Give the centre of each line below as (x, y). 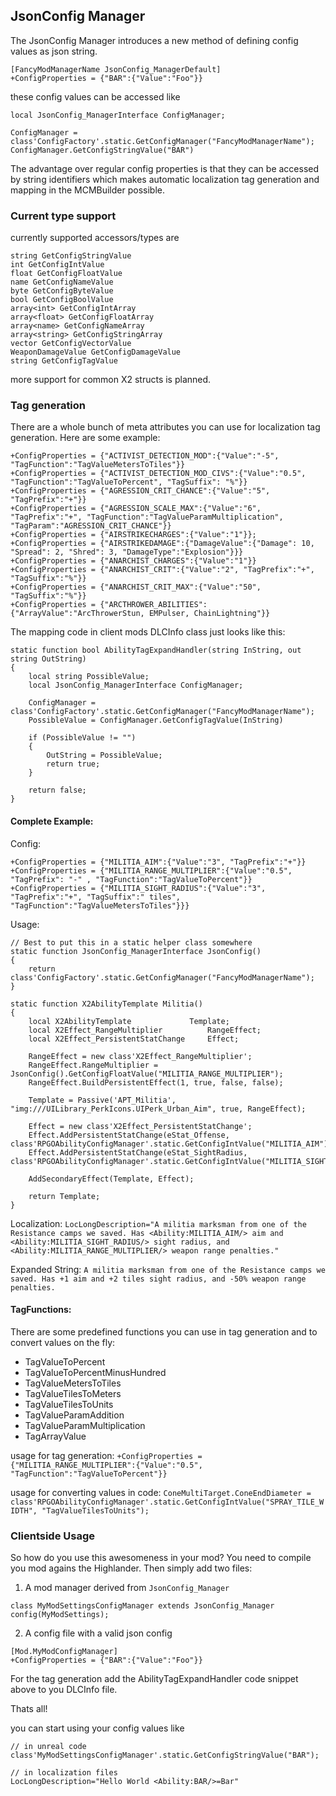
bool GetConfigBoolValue (62, 300)
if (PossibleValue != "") (82, 738)
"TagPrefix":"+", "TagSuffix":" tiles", (96, 897)
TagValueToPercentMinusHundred (95, 1372)
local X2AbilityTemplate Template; (129, 1021)
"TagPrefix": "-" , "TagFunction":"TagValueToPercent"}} (131, 879)
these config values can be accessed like (95, 96)
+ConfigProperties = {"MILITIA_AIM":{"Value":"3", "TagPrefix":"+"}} (158, 862)
